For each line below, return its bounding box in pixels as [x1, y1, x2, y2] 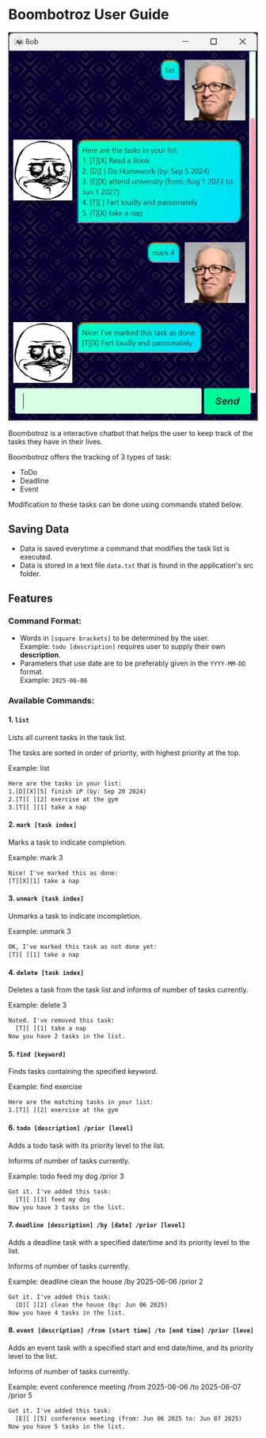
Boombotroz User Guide [8, 6, 169, 24]
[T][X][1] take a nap [8, 877, 80, 885]
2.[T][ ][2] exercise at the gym [8, 795, 119, 803]
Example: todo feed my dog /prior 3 [8, 1171, 124, 1181]
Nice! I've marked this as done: [8, 869, 119, 877]
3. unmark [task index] [8, 894, 85, 903]
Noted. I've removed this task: [8, 1017, 115, 1025]
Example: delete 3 [8, 1000, 67, 1010]
